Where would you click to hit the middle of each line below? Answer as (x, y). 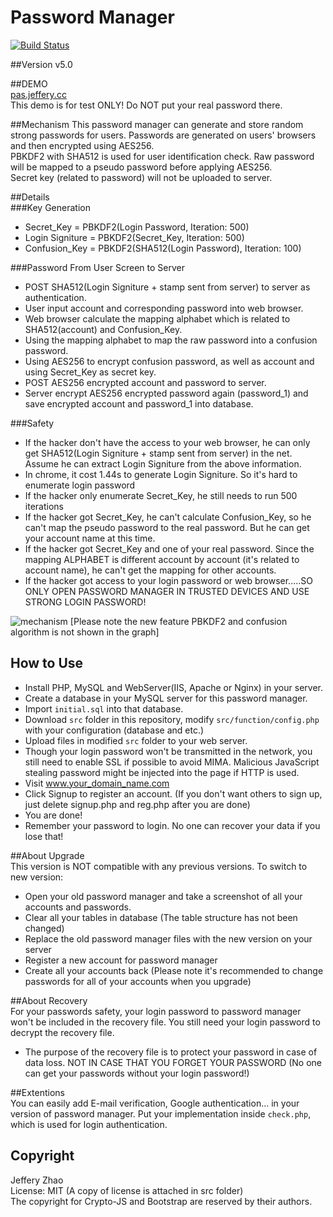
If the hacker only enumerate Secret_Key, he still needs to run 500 (161, 495)
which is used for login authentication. (89, 1124)
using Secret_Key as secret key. (90, 372)
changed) (44, 928)
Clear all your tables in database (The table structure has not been (161, 917)
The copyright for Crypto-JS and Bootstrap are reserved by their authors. (161, 1201)
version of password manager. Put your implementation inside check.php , (161, 1113)
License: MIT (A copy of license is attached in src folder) (127, 1190)
